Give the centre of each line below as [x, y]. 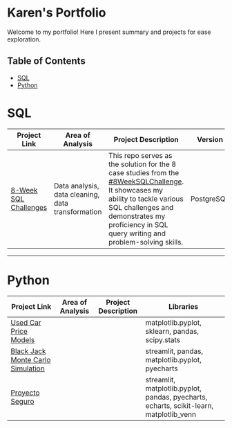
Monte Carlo [31, 359]
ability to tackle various [146, 199]
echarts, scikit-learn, [180, 405]
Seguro [22, 401]
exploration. [24, 39]
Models [23, 339]
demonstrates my [137, 216]
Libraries [183, 306]
